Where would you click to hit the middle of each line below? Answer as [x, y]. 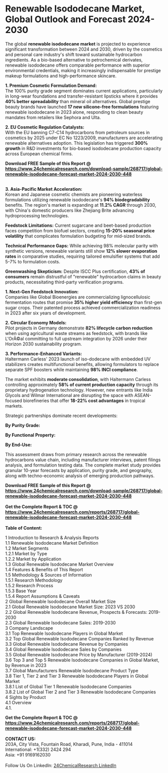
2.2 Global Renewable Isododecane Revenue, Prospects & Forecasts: [76, 612]
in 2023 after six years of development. [46, 313]
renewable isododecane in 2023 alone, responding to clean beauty [74, 112]
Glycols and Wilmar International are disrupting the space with [69, 395]
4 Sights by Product [25, 697]
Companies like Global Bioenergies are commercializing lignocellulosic [78, 297]
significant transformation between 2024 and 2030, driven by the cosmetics [84, 49]
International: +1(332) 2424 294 [38, 749]
